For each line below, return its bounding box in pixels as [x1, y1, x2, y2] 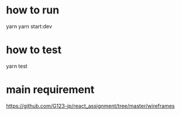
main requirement [6, 83, 95, 96]
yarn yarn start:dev [6, 23, 53, 30]
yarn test [6, 62, 28, 69]
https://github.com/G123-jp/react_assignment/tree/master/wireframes [6, 102, 175, 109]
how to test [6, 43, 62, 57]
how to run [6, 4, 60, 17]
